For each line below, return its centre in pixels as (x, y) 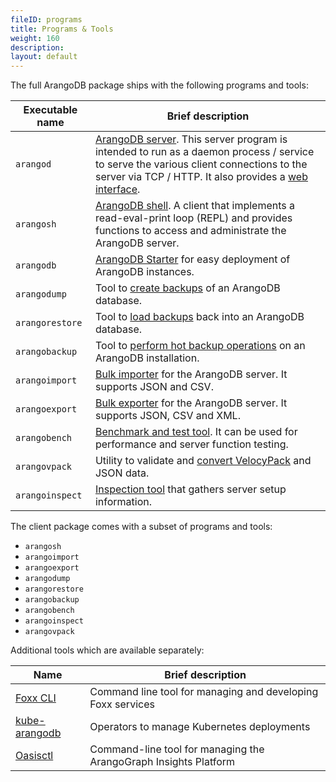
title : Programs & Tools (62, 29)
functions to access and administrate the (190, 231)
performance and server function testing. (191, 444)
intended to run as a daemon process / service (204, 152)
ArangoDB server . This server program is (191, 139)
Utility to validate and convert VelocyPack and (203, 461)
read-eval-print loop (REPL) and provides (193, 218)
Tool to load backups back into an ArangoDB (199, 317)
